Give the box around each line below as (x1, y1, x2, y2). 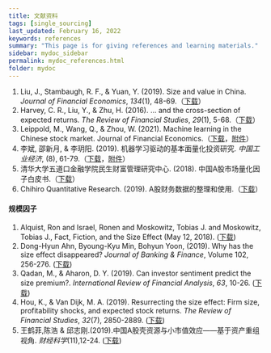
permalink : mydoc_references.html (8, 57, 125, 65)
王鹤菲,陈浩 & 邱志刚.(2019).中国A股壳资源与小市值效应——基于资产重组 (19, 325, 260, 335)
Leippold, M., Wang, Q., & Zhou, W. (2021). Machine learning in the (19, 124, 242, 133)
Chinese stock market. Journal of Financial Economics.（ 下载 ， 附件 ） (19, 133, 253, 143)
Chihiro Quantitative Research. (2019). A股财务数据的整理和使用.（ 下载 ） (19, 183, 263, 194)
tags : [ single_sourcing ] (8, 19, 92, 27)
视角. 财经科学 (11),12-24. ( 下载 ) (19, 335, 122, 345)
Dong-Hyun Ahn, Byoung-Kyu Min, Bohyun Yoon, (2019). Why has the (19, 241, 254, 250)
